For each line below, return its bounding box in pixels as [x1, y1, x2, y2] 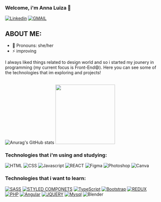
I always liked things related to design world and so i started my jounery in [5, 60, 154, 65]
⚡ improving [12, 48, 37, 54]
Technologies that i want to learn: [5, 175, 86, 182]
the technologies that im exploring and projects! [5, 70, 101, 76]
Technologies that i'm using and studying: [5, 152, 107, 159]
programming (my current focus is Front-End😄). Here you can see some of [5, 64, 157, 70]
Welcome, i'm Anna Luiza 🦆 [5, 4, 71, 11]
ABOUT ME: [5, 29, 42, 38]
